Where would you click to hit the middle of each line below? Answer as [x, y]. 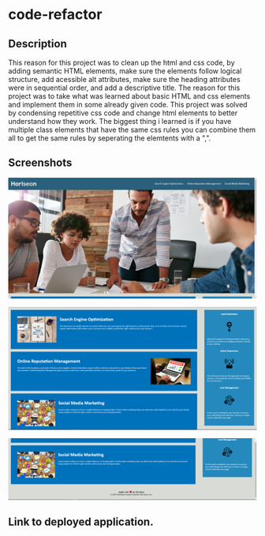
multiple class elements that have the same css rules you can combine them [132, 129]
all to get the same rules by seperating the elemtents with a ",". [110, 138]
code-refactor [55, 15]
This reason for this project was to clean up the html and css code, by [121, 62]
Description [37, 44]
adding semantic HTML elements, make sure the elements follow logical [125, 71]
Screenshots [40, 163]
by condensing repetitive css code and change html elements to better [123, 113]
